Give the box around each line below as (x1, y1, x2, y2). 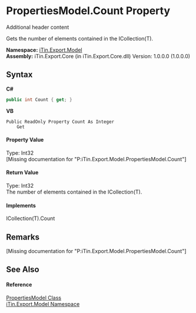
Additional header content (6, 24, 69, 31)
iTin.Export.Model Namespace (6, 300, 80, 307)
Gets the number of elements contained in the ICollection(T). (6, 35, 154, 42)
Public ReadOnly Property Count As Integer (6, 119, 115, 125)
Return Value (6, 169, 39, 176)
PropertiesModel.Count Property (6, 4, 171, 18)
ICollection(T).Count (6, 215, 55, 222)
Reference (6, 281, 32, 288)
